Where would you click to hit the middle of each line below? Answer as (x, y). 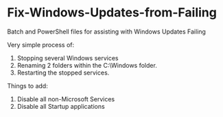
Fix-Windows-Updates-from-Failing (112, 13)
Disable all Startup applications (61, 106)
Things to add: (27, 86)
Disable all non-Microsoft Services (66, 99)
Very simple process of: (41, 44)
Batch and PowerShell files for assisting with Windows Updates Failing (106, 31)
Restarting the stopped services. (63, 73)
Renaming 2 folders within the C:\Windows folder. (87, 65)
